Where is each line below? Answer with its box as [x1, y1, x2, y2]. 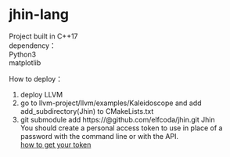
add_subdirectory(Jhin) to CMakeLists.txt [20, 106, 154, 115]
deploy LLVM [20, 89, 63, 99]
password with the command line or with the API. [20, 131, 179, 141]
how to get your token [20, 140, 92, 149]
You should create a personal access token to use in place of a [20, 123, 223, 133]
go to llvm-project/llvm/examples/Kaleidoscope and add [20, 98, 202, 108]
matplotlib [9, 57, 41, 68]
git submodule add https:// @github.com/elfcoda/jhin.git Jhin [20, 115, 215, 124]
